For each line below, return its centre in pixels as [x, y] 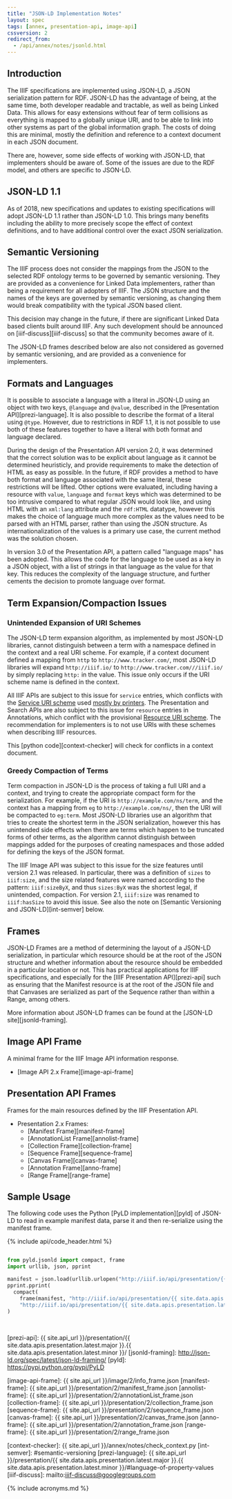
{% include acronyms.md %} [48, 1489]
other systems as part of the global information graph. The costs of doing [112, 127]
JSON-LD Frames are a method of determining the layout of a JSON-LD [109, 948]
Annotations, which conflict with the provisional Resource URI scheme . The [114, 717]
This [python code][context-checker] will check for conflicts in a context [110, 745]
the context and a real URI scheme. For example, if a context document [108, 652]
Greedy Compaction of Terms [58, 771]
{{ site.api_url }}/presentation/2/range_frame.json [99, 1432]
